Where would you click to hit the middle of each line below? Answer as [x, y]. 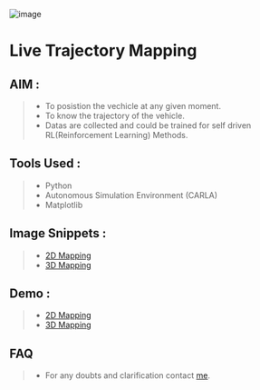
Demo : [30, 294]
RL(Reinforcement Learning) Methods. [116, 135]
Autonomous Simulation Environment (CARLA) [131, 195]
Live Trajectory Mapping [103, 51]
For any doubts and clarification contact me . [128, 375]
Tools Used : [45, 164]
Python [58, 185]
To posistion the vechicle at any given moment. [133, 106]
